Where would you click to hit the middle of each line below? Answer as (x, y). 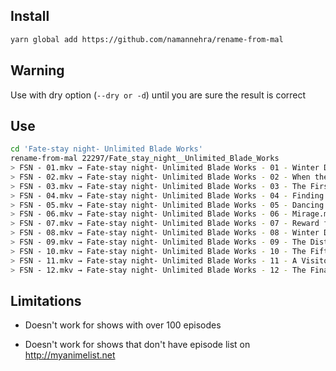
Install (30, 16)
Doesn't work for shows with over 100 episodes (123, 325)
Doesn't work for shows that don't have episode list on (137, 345)
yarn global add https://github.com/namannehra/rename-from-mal (147, 39)
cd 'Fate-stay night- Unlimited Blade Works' (106, 149)
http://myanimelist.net (70, 355)
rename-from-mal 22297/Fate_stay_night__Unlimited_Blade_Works (145, 159)
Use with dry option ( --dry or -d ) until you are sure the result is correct (158, 95)
